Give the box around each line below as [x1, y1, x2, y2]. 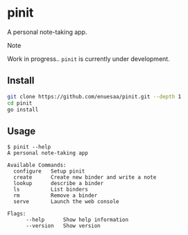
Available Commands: [7, 162, 67, 169]
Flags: [7, 210, 26, 218]
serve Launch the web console [13, 198, 119, 205]
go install [7, 106, 39, 113]
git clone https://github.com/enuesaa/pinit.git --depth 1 [7, 93, 182, 100]
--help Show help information [25, 216, 129, 223]
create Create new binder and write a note [13, 174, 157, 181]
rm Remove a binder [13, 192, 98, 199]
